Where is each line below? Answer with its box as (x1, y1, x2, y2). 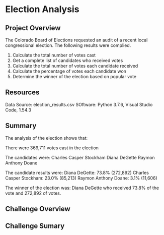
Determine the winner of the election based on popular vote (12, 74, 137, 79)
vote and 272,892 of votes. (5, 190, 61, 196)
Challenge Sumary (5, 222, 65, 230)
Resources (5, 88, 40, 97)
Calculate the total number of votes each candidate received (12, 63, 138, 69)
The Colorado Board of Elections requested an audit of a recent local (5, 37, 148, 43)
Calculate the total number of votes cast (12, 52, 96, 58)
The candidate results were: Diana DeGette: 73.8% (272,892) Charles (5, 169, 149, 175)
